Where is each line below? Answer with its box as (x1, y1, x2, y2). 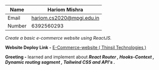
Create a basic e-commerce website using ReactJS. (5, 35, 112, 41)
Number (7, 23, 27, 29)
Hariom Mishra (47, 6, 83, 13)
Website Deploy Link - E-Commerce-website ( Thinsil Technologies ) (5, 45, 147, 50)
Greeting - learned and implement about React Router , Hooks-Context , (5, 54, 155, 60)
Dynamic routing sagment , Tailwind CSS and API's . (5, 59, 115, 65)
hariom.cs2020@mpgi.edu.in (31, 15, 100, 21)
